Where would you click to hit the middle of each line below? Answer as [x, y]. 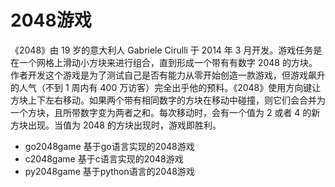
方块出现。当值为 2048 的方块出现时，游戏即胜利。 [116, 125]
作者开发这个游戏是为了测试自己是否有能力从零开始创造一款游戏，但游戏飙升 [168, 75]
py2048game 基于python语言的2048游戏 [109, 171]
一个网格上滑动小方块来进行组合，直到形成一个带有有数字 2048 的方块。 [168, 62]
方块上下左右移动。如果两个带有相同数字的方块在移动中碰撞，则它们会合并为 [168, 100]
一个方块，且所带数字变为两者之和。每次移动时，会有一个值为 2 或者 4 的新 [165, 112]
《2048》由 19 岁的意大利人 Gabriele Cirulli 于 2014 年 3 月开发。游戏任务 [162, 50]
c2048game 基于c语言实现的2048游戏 [104, 158]
